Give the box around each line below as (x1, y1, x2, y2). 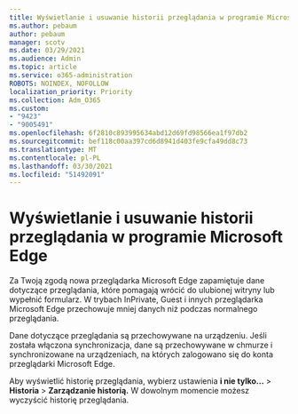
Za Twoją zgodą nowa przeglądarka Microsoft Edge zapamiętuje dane (9, 275, 265, 286)
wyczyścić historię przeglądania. (9, 394, 129, 405)
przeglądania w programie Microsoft (9, 227, 284, 247)
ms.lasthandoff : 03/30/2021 (9, 162, 114, 171)
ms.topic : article (9, 63, 77, 72)
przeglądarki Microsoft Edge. (9, 359, 115, 370)
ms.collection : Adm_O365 (9, 95, 101, 105)
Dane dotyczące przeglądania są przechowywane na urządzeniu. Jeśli (9, 330, 268, 341)
